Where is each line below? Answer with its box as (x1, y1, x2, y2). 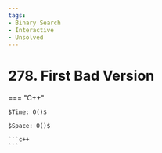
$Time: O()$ (8, 108, 47, 116)
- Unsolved (8, 33, 44, 42)
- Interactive (8, 26, 55, 34)
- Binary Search (8, 19, 61, 27)
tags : (8, 11, 26, 20)
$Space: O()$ (8, 122, 51, 130)
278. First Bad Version (8, 67, 155, 85)
